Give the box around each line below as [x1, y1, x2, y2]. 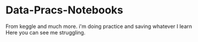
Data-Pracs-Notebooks [5, 3, 123, 17]
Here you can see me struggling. [5, 29, 86, 36]
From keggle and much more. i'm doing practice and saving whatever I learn [5, 23, 193, 30]
